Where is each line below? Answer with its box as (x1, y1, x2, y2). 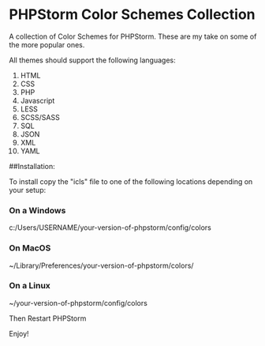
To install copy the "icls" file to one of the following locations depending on (9, 176, 253, 186)
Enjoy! (9, 329, 30, 338)
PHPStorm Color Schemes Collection (9, 6, 256, 24)
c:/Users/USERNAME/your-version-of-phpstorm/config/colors (9, 223, 211, 232)
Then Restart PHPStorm (9, 314, 87, 323)
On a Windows (9, 205, 66, 216)
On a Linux (9, 280, 50, 291)
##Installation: (9, 161, 55, 171)
